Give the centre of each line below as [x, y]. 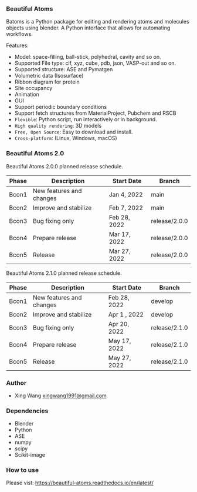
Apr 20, [119, 324]
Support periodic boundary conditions [61, 107]
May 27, [120, 358]
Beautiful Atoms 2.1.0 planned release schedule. [64, 273]
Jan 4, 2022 [126, 194]
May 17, [120, 341]
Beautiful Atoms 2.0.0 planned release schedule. [64, 166]
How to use [23, 470]
